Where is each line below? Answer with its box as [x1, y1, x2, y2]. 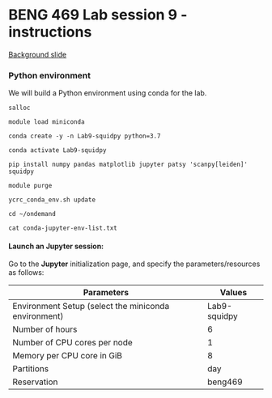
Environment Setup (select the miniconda [12, 301, 170, 312]
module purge [8, 182, 53, 190]
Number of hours [12, 324, 78, 335]
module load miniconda [8, 118, 85, 126]
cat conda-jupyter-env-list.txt [8, 224, 117, 232]
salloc [8, 104, 31, 112]
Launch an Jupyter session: [8, 241, 104, 251]
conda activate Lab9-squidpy [8, 146, 107, 155]
